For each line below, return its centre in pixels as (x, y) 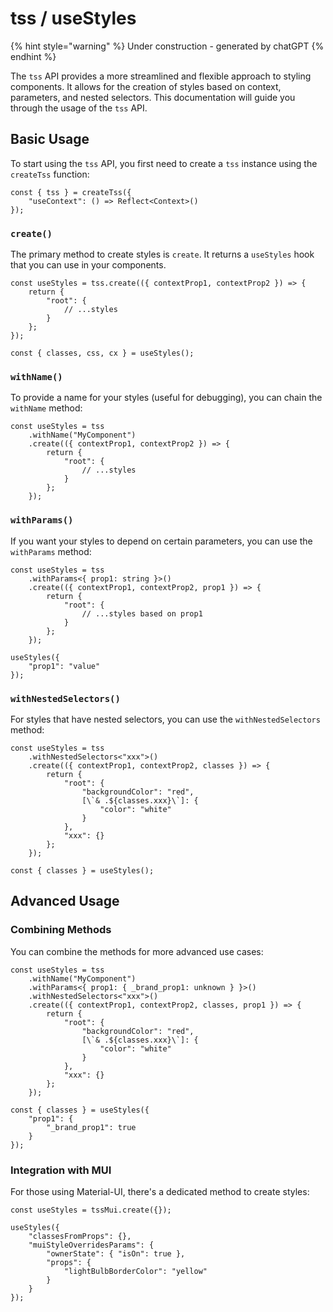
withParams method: (51, 551)
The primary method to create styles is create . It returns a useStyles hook (162, 254)
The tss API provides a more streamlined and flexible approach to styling (161, 76)
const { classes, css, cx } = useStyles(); (102, 353)
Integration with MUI (61, 1170)
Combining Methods (61, 930)
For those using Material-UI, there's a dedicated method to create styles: (160, 1191)
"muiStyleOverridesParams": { (91, 1245)
